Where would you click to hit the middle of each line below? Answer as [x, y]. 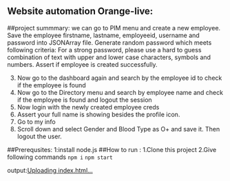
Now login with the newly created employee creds [88, 107]
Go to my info [36, 121]
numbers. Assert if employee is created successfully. [82, 64]
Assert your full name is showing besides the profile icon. [98, 114]
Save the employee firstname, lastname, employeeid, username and [103, 35]
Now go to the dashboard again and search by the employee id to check [119, 78]
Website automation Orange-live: [80, 11]
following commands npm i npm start [60, 157]
